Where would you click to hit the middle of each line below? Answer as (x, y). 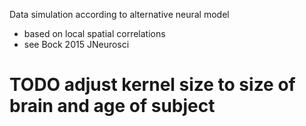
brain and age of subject (112, 106)
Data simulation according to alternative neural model (119, 14)
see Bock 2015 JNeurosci (76, 44)
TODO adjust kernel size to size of (152, 85)
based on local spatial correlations (94, 33)
